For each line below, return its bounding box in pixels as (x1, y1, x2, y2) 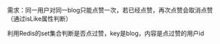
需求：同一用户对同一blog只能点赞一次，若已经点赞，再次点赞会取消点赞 (7, 6, 213, 14)
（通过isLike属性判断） (7, 14, 72, 23)
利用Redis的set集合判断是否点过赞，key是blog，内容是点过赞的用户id (7, 30, 205, 37)
